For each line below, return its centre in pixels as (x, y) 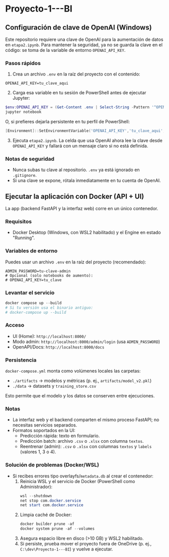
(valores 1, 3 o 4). (38, 452)
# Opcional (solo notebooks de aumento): (49, 275)
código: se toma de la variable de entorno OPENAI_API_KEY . (65, 50)
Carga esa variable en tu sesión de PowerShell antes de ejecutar (79, 93)
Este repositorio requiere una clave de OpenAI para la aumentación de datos (84, 39)
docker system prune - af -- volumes (57, 529)
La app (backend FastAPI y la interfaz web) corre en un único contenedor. (82, 208)
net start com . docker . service (52, 505)
